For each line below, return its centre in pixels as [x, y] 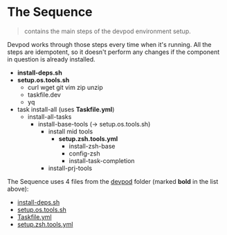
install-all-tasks [49, 116]
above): [18, 189]
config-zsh [84, 153]
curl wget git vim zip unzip [65, 87]
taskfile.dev [44, 95]
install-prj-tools [70, 168]
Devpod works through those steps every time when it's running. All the [110, 44]
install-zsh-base [92, 146]
